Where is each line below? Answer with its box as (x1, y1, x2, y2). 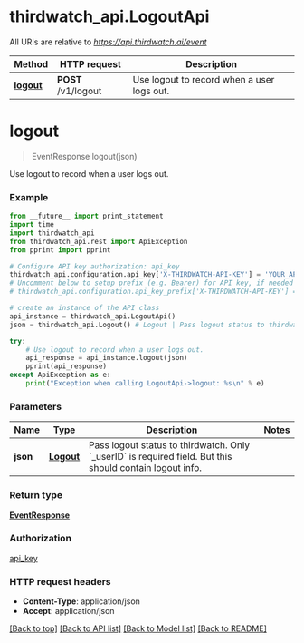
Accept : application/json (22, 606, 115, 617)
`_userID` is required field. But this (89, 451, 233, 463)
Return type (9, 489, 63, 502)
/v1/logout (57, 84, 102, 97)
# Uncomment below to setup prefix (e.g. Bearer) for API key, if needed (9, 278, 294, 287)
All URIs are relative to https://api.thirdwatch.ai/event (9, 36, 207, 47)
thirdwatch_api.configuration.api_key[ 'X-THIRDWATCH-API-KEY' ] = (9, 270, 261, 279)
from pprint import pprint (9, 245, 111, 255)
